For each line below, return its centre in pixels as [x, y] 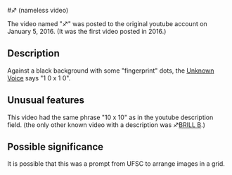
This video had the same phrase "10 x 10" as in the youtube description [110, 117]
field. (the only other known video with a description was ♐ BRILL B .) [107, 125]
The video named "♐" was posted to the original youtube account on [107, 24]
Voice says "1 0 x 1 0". [39, 78]
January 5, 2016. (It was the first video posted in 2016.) [87, 31]
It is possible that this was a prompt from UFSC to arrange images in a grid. [116, 164]
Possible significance [56, 147]
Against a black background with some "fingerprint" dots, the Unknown [111, 71]
